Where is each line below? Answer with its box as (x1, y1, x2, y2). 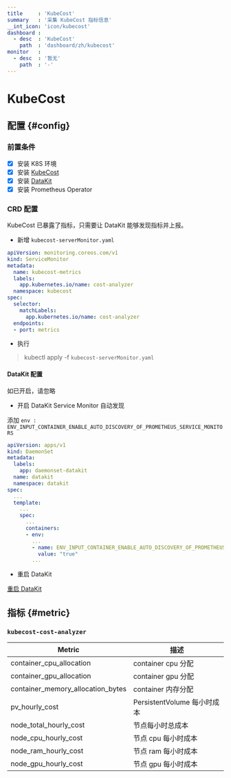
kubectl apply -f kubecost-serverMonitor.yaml (23, 353, 155, 361)
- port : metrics (13, 326, 60, 333)
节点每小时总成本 (133, 720, 189, 730)
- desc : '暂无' (13, 55, 61, 62)
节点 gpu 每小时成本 (133, 759, 198, 768)
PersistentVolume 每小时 (133, 697, 213, 706)
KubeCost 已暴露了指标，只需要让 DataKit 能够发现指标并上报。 (7, 221, 188, 229)
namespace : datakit (13, 480, 69, 487)
